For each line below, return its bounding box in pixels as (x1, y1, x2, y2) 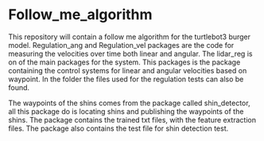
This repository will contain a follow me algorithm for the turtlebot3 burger (8, 32, 251, 41)
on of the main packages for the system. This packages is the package (8, 57, 241, 67)
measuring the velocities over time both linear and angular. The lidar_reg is (8, 49, 253, 58)
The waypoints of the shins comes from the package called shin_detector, (8, 98, 250, 108)
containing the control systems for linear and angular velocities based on (8, 65, 247, 75)
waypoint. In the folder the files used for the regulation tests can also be (8, 74, 244, 84)
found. (8, 82, 30, 92)
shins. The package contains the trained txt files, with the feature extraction (8, 115, 257, 124)
